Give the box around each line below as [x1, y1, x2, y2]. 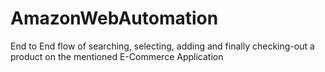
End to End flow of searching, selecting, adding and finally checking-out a [10, 40, 315, 52]
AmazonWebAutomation [10, 7, 219, 30]
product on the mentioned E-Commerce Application [10, 50, 224, 62]
